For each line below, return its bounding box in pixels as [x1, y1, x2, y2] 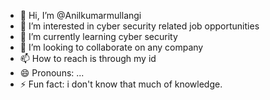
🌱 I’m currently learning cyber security [19, 31, 178, 42]
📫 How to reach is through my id [19, 53, 157, 64]
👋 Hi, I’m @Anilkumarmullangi [19, 10, 142, 21]
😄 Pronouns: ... [19, 67, 85, 79]
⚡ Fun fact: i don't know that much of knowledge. [19, 78, 223, 90]
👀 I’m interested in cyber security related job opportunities [19, 20, 260, 32]
